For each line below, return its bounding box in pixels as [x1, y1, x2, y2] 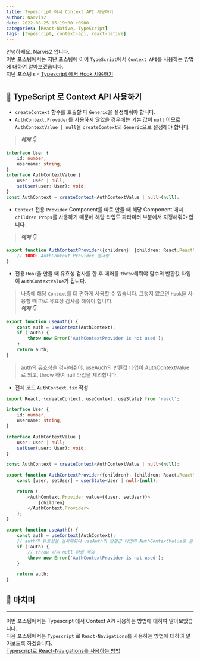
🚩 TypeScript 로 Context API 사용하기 [6, 91, 142, 102]
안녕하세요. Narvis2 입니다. [6, 48, 70, 56]
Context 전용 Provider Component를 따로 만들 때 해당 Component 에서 [14, 205, 183, 213]
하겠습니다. [26, 640, 52, 647]
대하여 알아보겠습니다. [12, 63, 64, 70]
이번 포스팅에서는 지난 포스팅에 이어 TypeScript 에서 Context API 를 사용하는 [6, 56, 183, 63]
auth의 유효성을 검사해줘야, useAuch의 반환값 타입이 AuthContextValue [20, 364, 189, 371]
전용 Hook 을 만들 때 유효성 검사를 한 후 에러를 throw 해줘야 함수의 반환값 [14, 270, 180, 277]
